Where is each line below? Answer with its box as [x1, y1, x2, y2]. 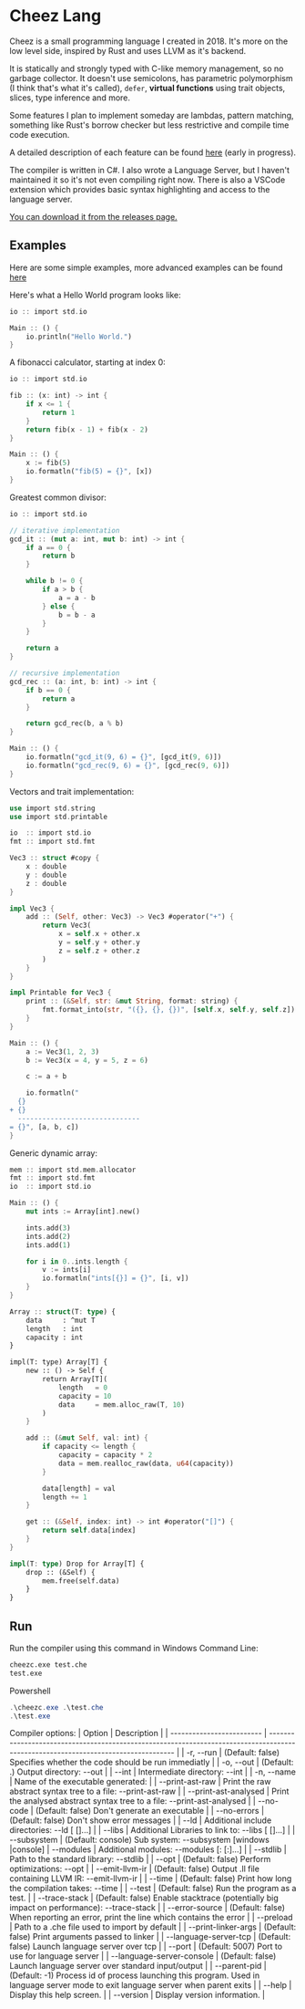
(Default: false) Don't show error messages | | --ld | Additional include [9, 1815, 272, 1826]
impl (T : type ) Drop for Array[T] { [9, 1559, 145, 1568]
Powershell [9, 1685, 52, 1696]
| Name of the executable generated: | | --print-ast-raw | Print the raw [9, 1776, 271, 1787]
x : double [25, 862, 67, 871]
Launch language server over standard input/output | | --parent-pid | [9, 1961, 267, 1972]
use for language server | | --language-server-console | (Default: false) [9, 1951, 277, 1962]
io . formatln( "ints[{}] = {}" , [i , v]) [42, 1274, 189, 1283]
